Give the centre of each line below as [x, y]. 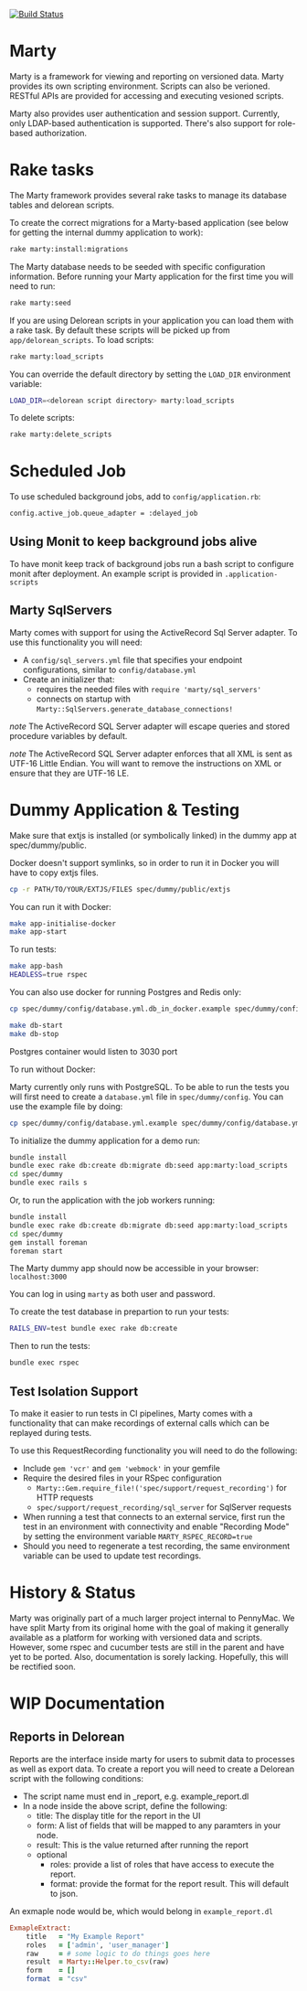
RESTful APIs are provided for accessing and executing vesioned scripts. [147, 95]
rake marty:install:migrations [69, 249]
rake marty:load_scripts [57, 357]
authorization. [61, 133]
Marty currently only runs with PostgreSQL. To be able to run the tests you [149, 1086]
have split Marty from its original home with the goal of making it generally [149, 1627]
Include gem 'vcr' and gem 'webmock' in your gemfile [122, 1468]
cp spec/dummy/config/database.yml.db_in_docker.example [120, 1009]
